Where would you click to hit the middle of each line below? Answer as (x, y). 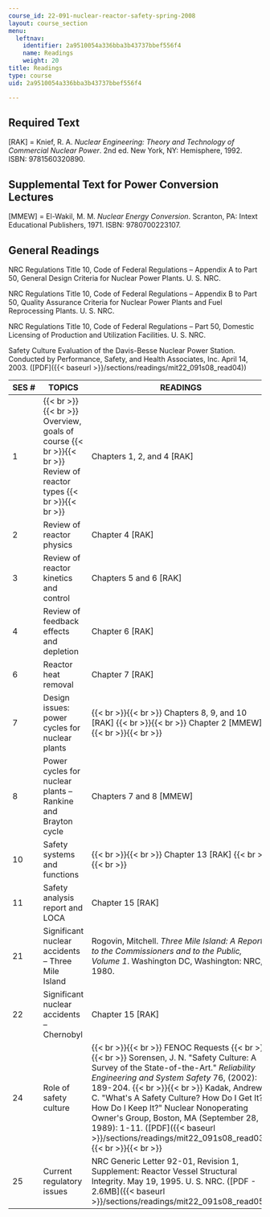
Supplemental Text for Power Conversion (114, 185)
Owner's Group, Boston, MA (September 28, (175, 1117)
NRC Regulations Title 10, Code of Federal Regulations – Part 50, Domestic (131, 326)
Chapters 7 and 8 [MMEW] (142, 796)
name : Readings (48, 53)
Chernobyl (63, 1034)
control (57, 598)
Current (57, 1171)
